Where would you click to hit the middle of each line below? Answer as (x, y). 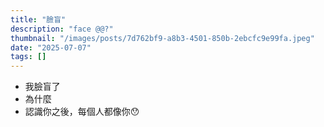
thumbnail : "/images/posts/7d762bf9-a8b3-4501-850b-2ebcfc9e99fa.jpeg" (162, 38)
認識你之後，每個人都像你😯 (82, 112)
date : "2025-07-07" (51, 47)
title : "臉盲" (38, 19)
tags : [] (28, 57)
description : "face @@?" (62, 29)
